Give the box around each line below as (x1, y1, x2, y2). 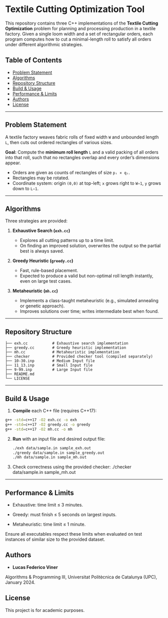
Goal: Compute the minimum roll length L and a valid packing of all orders (5, 149, 158, 155)
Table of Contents (5, 56, 62, 65)
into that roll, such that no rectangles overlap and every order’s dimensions (5, 154, 159, 160)
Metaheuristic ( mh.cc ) (12, 288, 58, 294)
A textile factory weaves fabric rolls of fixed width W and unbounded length (5, 134, 159, 140)
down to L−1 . (12, 185, 39, 191)
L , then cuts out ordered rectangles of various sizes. (5, 139, 112, 145)
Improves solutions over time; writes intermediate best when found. (19, 308, 159, 314)
